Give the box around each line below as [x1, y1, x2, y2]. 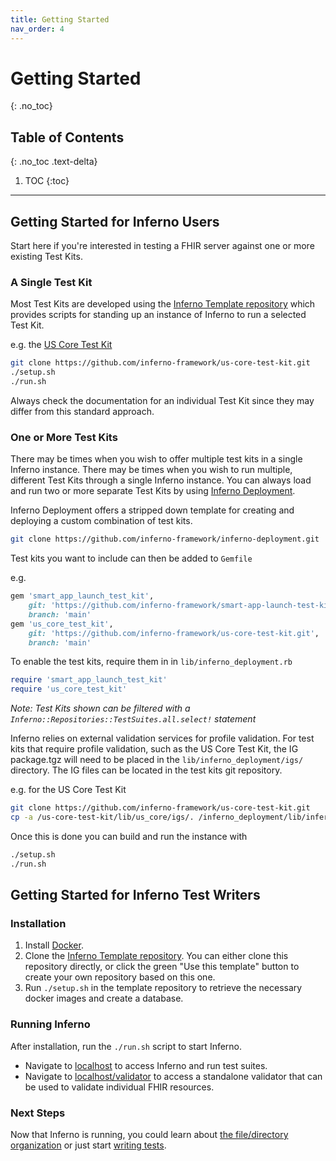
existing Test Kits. [10, 251, 83, 263]
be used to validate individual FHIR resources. [24, 1081, 215, 1093]
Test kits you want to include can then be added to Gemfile [10, 552, 253, 565]
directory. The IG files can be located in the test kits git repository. [10, 764, 283, 776]
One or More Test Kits [10, 430, 118, 444]
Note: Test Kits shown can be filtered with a [10, 702, 191, 715]
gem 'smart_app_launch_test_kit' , [10, 591, 155, 601]
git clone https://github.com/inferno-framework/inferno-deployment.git [10, 534, 320, 545]
